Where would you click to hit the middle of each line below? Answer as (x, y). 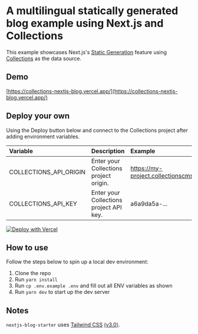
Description (108, 151)
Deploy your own (38, 116)
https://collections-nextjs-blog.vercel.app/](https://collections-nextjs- (93, 91)
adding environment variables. (43, 136)
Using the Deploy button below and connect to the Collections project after (97, 130)
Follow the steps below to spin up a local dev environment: (77, 262)
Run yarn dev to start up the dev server (62, 292)
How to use (27, 248)
